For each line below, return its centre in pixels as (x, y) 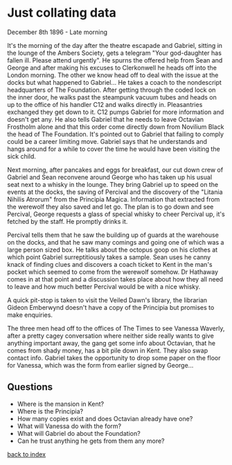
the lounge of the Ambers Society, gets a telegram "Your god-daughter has (114, 53)
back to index (27, 454)
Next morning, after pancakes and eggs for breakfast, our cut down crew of (115, 170)
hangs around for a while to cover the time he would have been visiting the (114, 149)
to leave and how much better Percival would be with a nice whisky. (104, 286)
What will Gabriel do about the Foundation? (79, 433)
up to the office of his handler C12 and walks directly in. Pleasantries (105, 104)
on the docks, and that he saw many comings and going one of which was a (116, 242)
